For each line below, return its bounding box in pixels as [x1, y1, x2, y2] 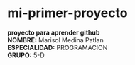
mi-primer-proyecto [7, 5, 128, 21]
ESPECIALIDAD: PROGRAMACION [7, 43, 108, 52]
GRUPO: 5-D [7, 51, 45, 59]
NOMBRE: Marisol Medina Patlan [7, 35, 104, 44]
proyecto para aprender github [7, 28, 100, 37]
